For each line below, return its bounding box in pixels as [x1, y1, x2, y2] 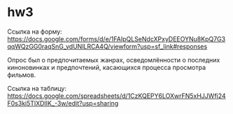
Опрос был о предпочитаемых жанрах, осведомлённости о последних [7, 55, 220, 64]
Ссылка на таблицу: [7, 84, 67, 92]
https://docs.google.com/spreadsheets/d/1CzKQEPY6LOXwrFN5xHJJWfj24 [7, 92, 226, 100]
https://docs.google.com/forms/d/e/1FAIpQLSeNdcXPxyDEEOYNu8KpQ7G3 [7, 34, 226, 43]
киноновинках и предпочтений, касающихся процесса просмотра [7, 63, 206, 71]
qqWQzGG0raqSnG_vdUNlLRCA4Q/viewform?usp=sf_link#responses [7, 42, 208, 50]
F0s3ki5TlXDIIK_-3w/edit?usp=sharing [7, 99, 119, 107]
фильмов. [7, 71, 36, 79]
